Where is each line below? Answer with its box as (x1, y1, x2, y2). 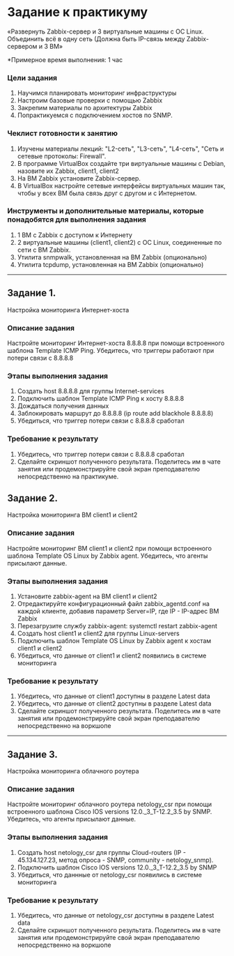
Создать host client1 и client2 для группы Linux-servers (17, 629, 180, 637)
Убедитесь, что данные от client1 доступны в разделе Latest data (17, 692, 210, 701)
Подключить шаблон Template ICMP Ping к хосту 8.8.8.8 (17, 395, 185, 403)
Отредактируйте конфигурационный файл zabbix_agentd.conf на (17, 599, 210, 607)
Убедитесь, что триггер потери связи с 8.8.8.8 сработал (17, 450, 185, 458)
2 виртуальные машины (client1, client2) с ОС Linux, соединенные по (17, 238, 222, 246)
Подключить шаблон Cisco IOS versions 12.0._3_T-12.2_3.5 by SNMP (17, 863, 217, 872)
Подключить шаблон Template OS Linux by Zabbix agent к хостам (17, 636, 212, 645)
